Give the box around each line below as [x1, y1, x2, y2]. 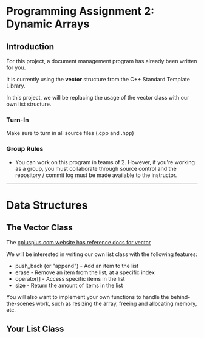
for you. [6, 64, 26, 71]
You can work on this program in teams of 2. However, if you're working [15, 158, 195, 165]
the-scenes [6, 300, 35, 307]
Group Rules [6, 145, 44, 153]
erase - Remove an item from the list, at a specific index [15, 269, 155, 276]
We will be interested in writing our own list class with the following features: [6, 250, 198, 258]
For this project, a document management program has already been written [6, 58, 197, 64]
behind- [170, 293, 191, 300]
